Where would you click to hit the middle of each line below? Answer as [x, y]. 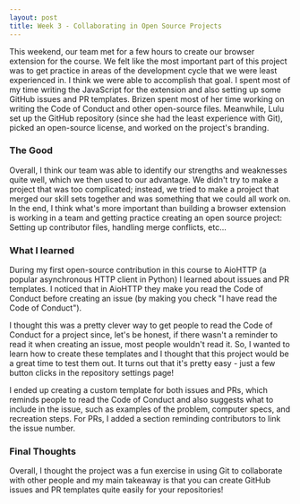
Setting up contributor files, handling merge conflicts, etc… [118, 227]
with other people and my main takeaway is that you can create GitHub [140, 481]
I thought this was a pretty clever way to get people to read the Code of [141, 325]
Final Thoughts [43, 451]
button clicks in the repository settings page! [92, 373]
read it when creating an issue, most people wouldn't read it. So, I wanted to [150, 345]
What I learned [42, 250]
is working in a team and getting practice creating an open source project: [146, 218]
